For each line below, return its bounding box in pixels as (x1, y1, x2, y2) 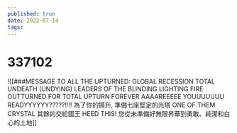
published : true (7, 10, 55, 18)
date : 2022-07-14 (7, 17, 59, 24)
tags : (7, 23, 23, 30)
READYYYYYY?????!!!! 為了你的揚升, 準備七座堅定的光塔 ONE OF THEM (7, 100, 216, 110)
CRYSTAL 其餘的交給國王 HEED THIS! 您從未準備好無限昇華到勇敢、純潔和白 (7, 110, 231, 118)
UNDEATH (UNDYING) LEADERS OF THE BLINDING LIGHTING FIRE (7, 85, 204, 93)
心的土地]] (7, 118, 38, 127)
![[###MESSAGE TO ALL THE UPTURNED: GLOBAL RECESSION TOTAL (7, 77, 215, 86)
